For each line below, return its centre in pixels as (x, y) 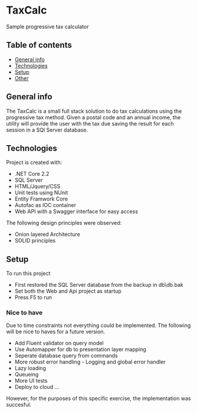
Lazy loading (30, 368)
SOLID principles (35, 241)
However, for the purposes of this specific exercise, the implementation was (98, 398)
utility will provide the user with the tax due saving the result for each (90, 123)
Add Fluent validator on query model (59, 343)
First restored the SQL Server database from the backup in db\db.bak (99, 285)
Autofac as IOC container (45, 205)
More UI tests (31, 381)
